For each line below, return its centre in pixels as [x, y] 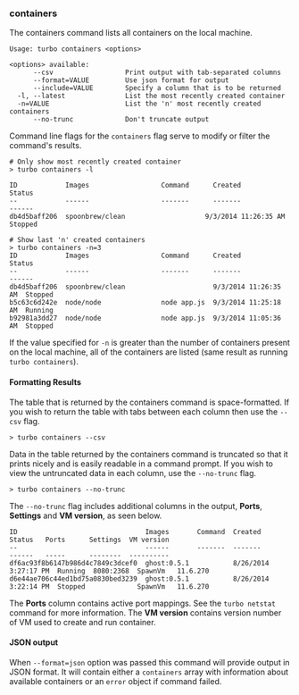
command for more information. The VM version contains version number [145, 612]
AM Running [31, 311]
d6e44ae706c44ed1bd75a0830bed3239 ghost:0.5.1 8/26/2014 [139, 579]
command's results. [46, 146]
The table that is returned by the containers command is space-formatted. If [149, 402]
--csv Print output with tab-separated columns [157, 73]
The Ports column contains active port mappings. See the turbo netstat [143, 603]
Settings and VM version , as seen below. [86, 515]
